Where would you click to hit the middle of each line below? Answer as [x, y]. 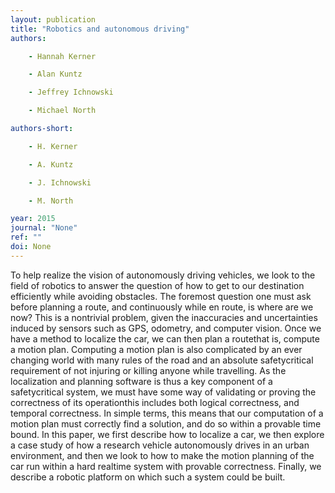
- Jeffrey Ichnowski [71, 92]
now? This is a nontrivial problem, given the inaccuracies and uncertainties [164, 317]
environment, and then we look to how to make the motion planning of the [162, 455]
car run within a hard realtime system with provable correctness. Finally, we [166, 466]
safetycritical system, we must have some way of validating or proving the [163, 392]
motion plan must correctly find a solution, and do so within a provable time [166, 423]
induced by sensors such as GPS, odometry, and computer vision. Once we [166, 328]
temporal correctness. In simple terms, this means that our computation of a [167, 413]
